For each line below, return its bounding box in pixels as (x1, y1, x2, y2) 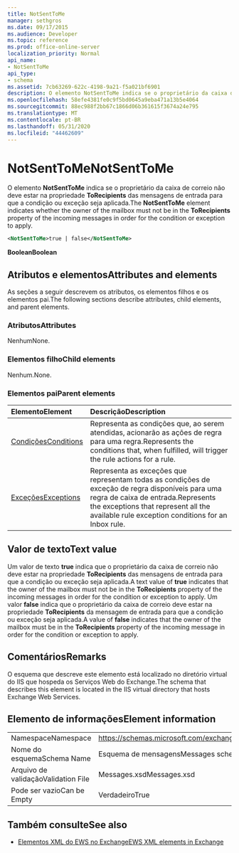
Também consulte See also (7, 819, 128, 831)
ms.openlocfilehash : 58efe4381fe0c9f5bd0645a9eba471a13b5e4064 (7, 97, 199, 104)
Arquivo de (11, 765, 48, 775)
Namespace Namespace (11, 733, 92, 743)
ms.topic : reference (7, 37, 69, 44)
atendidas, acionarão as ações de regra (90, 428, 223, 438)
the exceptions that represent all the (90, 501, 211, 511)
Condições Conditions (11, 436, 83, 446)
